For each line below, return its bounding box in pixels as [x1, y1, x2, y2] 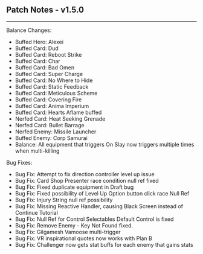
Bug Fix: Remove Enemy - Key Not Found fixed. [14, 221, 134, 229]
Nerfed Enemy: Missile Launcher [14, 128, 97, 135]
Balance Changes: [6, 27, 52, 34]
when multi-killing [14, 147, 60, 154]
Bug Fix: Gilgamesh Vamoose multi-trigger [14, 228, 121, 235]
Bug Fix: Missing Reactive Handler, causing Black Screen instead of [14, 202, 183, 210]
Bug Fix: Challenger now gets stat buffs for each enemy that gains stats [14, 241, 193, 248]
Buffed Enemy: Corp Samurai [14, 134, 88, 141]
